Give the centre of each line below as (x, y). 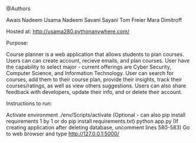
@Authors (18, 9)
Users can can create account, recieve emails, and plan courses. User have (98, 61)
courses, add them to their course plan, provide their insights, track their (94, 79)
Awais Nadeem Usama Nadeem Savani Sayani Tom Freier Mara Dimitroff (94, 20)
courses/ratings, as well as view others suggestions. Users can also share (96, 86)
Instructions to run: (29, 103)
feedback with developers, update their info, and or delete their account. (94, 92)
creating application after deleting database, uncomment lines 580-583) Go (98, 127)
